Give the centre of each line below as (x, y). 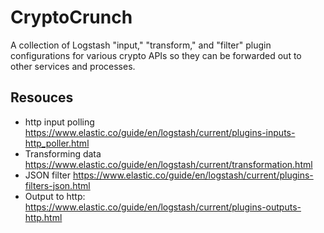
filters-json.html (57, 185)
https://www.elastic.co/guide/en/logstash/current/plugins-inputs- (160, 132)
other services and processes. (73, 66)
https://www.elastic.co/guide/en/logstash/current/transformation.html (168, 164)
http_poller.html (57, 143)
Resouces (42, 97)
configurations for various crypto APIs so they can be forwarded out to (156, 55)
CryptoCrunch (71, 17)
